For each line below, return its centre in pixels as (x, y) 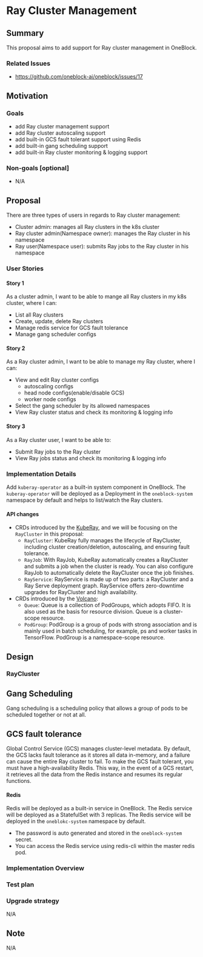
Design (20, 657)
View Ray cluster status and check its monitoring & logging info (94, 412)
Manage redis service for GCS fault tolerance (72, 328)
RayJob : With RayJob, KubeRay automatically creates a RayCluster (106, 560)
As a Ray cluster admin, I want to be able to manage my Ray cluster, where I (101, 362)
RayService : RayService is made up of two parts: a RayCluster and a (109, 580)
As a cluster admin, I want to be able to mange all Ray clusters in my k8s (96, 296)
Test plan (20, 885)
